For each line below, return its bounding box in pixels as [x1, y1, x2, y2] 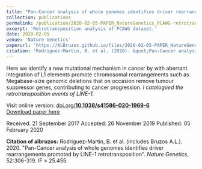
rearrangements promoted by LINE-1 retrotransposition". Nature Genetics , [6, 150, 189, 158]
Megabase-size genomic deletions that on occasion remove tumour [6, 77, 174, 84]
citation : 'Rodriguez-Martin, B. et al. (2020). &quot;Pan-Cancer [6, 48, 176, 54]
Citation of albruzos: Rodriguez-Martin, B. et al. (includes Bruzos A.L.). [6, 138, 183, 145]
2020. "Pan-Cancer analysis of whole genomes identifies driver [6, 144, 164, 151]
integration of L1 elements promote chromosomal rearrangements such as [6, 70, 189, 78]
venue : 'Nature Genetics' [6, 37, 71, 43]
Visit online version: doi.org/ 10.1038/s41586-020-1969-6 [6, 102, 150, 109]
